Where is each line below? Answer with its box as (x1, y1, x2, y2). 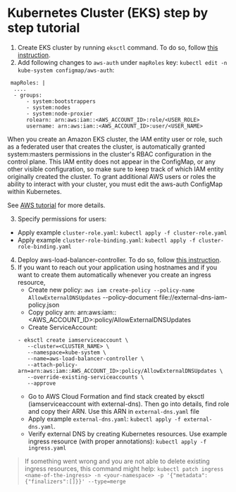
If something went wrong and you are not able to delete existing (24, 457, 210, 465)
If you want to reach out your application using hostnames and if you (17, 263, 218, 271)
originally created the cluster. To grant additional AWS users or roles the (7, 172, 216, 180)
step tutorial (7, 20, 80, 36)
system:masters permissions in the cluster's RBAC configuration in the (7, 149, 212, 158)
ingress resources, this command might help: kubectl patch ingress (24, 464, 224, 473)
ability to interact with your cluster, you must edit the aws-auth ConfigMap (7, 180, 223, 188)
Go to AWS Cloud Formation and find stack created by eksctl (27, 392, 204, 400)
